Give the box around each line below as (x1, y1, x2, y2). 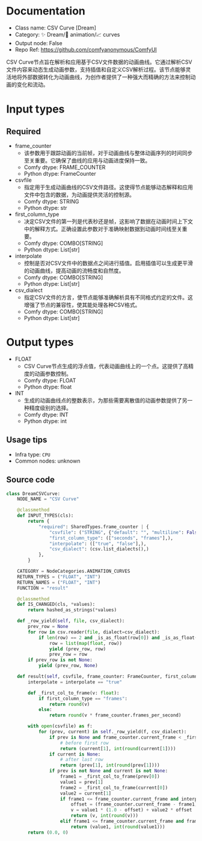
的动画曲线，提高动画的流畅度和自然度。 (23, 266, 124, 274)
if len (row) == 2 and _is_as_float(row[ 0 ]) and (38, 635, 161, 641)
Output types (6, 336, 74, 350)
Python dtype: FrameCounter (23, 170, 96, 177)
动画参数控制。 (34, 370, 72, 377)
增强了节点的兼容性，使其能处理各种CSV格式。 (23, 301, 141, 308)
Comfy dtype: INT (23, 411, 69, 418)
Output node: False (14, 39, 63, 46)
